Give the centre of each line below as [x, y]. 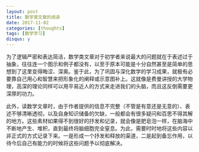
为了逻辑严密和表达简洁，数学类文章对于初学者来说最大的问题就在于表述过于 [99, 56]
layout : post [22, 12]
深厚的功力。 [22, 93]
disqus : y [18, 39]
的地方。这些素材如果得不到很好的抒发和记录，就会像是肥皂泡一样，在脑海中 [99, 121]
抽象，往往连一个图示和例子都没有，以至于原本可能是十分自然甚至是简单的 [97, 64]
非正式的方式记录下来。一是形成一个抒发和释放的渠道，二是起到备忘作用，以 [99, 136]
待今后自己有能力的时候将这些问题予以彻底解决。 [66, 143]
